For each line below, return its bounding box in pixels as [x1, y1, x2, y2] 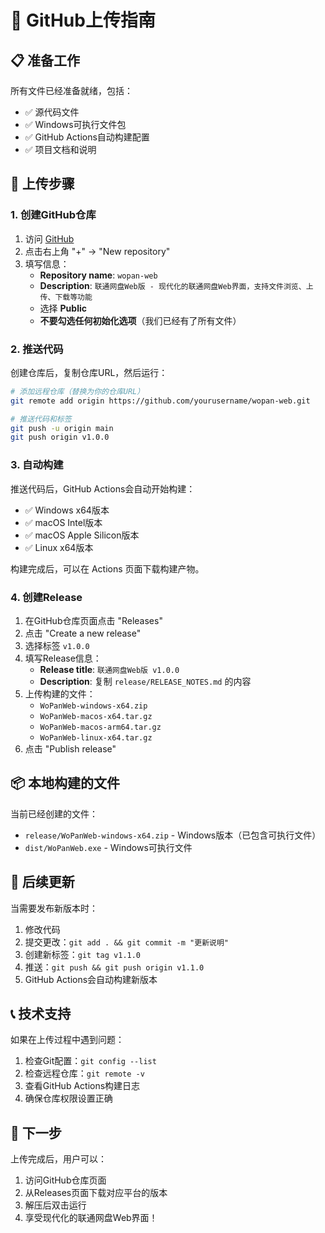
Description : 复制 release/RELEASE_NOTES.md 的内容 [39, 675, 252, 687]
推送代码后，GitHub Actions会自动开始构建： [10, 482, 196, 495]
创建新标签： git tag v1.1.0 [24, 948, 142, 960]
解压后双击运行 [24, 1199, 87, 1211]
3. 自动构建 [10, 458, 64, 472]
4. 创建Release [10, 590, 83, 604]
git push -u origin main [10, 423, 114, 433]
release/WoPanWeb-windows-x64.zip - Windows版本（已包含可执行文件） [24, 829, 322, 841]
